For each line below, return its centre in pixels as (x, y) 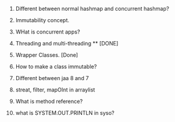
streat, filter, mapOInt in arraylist (55, 90)
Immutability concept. (42, 20)
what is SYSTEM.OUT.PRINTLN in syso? (65, 113)
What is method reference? (49, 101)
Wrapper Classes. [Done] (47, 55)
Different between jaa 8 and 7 (52, 78)
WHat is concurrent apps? (48, 32)
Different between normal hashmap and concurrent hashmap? (92, 9)
